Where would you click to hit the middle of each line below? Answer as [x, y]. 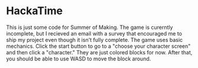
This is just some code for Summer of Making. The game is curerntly [90, 27]
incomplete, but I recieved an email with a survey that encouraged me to [94, 33]
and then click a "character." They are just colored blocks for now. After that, [99, 52]
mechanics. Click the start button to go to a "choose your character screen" [98, 46]
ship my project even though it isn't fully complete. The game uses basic [95, 40]
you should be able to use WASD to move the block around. [79, 59]
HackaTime [35, 11]
